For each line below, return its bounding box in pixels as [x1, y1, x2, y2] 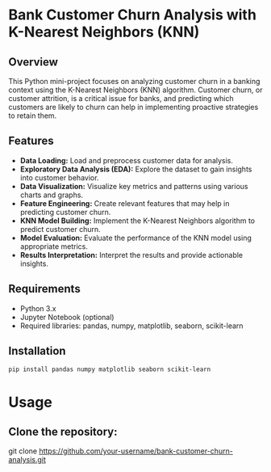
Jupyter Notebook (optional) [19, 312, 115, 322]
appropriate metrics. [19, 241, 89, 251]
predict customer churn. [19, 224, 101, 234]
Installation [8, 344, 66, 358]
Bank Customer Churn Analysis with [8, 6, 256, 24]
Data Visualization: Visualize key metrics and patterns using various [19, 181, 248, 191]
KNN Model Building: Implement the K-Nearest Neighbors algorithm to [19, 216, 256, 225]
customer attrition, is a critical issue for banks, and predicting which [8, 94, 234, 103]
